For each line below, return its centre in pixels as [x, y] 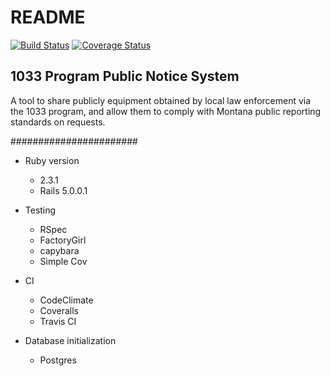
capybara [59, 250]
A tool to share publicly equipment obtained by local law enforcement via [161, 100]
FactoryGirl [63, 240]
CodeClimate [66, 300]
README [48, 17]
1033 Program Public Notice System [125, 76]
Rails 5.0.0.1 [63, 190]
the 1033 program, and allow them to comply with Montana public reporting [166, 111]
